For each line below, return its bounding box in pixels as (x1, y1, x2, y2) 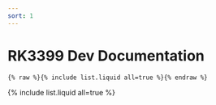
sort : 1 (7, 11, 34, 20)
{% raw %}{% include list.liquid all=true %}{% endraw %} (7, 73, 208, 82)
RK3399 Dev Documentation (7, 46, 205, 65)
